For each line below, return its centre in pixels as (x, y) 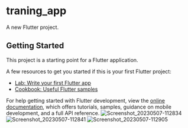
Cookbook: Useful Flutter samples (56, 89)
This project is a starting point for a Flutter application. (72, 60)
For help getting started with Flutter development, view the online (86, 100)
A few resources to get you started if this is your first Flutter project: (89, 71)
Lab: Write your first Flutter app (53, 83)
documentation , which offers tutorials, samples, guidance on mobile (89, 107)
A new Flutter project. (33, 27)
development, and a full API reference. (53, 113)
